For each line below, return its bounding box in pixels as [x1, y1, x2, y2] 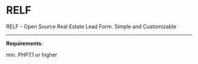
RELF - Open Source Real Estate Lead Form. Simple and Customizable [6, 23, 177, 30]
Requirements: [6, 39, 43, 47]
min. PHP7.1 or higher [6, 51, 58, 58]
